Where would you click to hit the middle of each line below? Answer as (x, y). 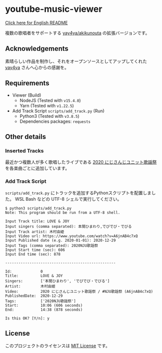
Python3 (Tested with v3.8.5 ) (50, 116)
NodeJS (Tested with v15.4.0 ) (50, 100)
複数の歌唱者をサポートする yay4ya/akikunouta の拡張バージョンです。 (77, 33)
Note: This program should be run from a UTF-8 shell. (63, 212)
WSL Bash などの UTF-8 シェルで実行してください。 (68, 199)
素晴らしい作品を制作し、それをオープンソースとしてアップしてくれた (76, 61)
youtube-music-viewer (54, 9)
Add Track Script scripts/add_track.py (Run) (58, 111)
